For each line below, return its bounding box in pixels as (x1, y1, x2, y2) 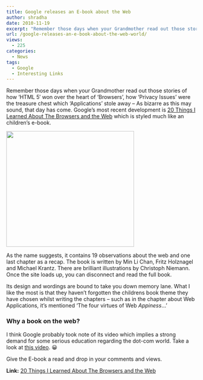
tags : (6, 59, 20, 65)
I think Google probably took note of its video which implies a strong (6, 331, 176, 338)
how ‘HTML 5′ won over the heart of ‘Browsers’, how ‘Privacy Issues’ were (6, 93, 191, 101)
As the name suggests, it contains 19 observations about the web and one (6, 252, 190, 259)
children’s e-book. (6, 119, 51, 127)
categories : (6, 48, 36, 54)
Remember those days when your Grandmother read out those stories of (6, 87, 187, 94)
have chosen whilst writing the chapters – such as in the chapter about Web (6, 296, 195, 303)
